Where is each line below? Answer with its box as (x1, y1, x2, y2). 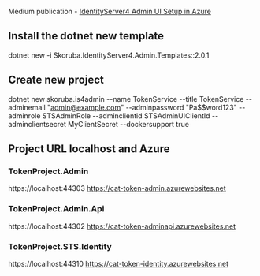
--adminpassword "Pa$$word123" (125, 103, 238, 112)
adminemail (8, 103, 46, 112)
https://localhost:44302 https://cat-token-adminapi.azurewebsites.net (8, 221, 236, 231)
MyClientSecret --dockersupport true (68, 119, 189, 129)
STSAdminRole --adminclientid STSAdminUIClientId (42, 110, 210, 121)
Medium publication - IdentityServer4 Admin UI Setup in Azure (8, 7, 211, 16)
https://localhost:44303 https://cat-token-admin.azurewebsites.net (8, 184, 226, 193)
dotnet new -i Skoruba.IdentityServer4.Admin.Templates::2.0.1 (8, 50, 210, 60)
